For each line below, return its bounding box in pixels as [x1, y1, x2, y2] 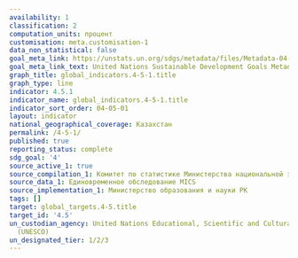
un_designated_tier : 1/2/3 [9, 236, 109, 245]
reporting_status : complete [9, 145, 114, 153]
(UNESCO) [17, 227, 50, 236]
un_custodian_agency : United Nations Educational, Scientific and [9, 219, 260, 228]
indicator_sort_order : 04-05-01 [9, 104, 129, 113]
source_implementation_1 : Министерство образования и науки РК [9, 186, 248, 195]
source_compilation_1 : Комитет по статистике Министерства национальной [9, 169, 284, 178]
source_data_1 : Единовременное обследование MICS [9, 178, 197, 187]
